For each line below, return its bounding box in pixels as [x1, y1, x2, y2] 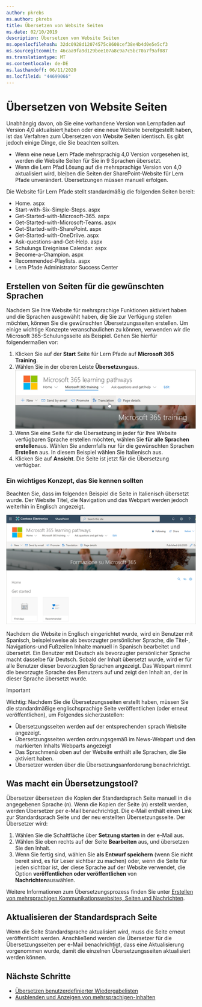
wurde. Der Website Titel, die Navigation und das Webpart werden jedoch [6, 497, 189, 504]
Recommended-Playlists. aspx [14, 257, 90, 265]
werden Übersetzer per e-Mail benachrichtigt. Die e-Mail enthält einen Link [6, 808, 192, 815]
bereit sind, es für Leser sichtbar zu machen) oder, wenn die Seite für [14, 858, 188, 865]
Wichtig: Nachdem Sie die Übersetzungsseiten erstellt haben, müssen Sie [6, 698, 189, 705]
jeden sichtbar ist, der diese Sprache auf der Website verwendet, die [14, 864, 186, 871]
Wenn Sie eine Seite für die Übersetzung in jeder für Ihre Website [14, 429, 177, 436]
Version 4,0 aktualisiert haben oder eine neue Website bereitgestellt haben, [6, 127, 193, 134]
